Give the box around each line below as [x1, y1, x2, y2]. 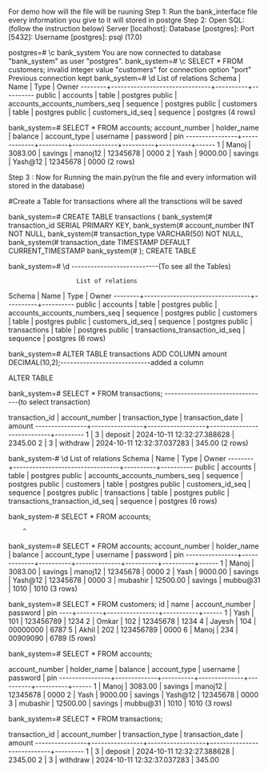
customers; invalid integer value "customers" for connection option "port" [8, 65, 252, 74]
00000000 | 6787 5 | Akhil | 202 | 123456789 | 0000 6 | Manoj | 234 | [8, 625, 238, 634]
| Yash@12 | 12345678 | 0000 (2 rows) [8, 157, 135, 167]
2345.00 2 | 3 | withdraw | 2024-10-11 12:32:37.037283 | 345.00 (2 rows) [8, 438, 249, 448]
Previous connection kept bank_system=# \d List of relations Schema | [8, 74, 242, 82]
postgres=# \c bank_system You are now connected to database [8, 48, 222, 57]
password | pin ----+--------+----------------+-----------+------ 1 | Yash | [8, 608, 254, 617]
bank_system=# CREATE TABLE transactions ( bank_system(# [8, 212, 213, 221]
